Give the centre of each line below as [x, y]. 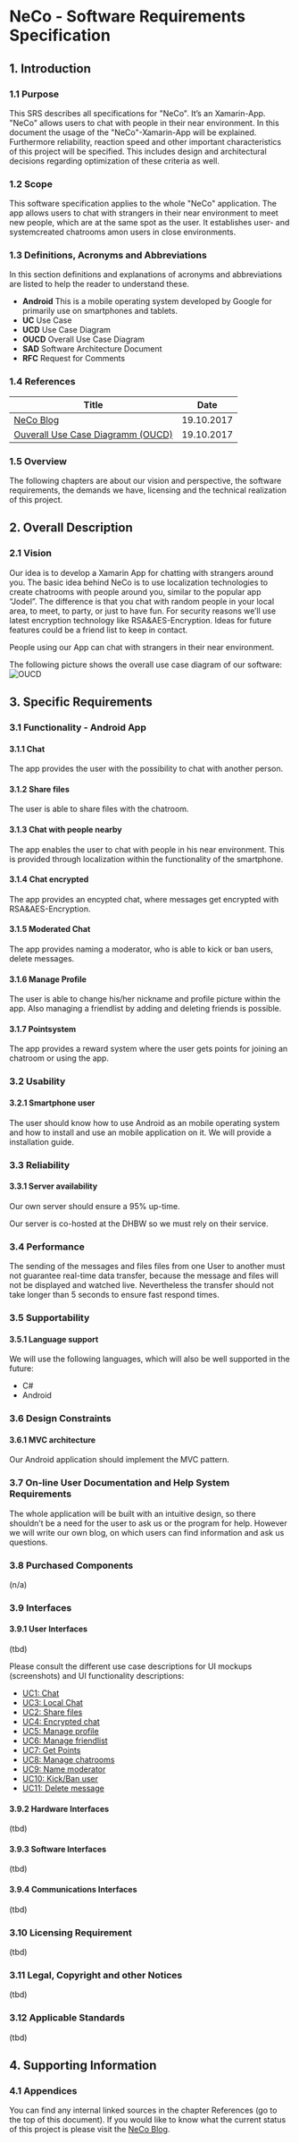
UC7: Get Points [51, 1750]
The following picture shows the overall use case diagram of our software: [146, 665]
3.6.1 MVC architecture [53, 1440]
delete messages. [42, 959]
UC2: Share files [52, 1712]
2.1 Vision [30, 554]
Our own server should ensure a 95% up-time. [95, 1206]
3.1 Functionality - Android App [78, 728]
